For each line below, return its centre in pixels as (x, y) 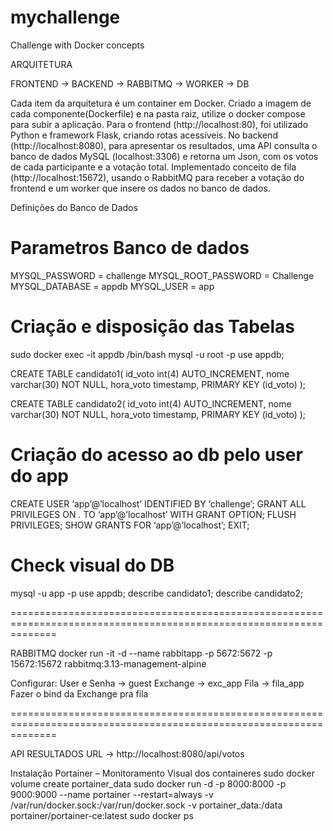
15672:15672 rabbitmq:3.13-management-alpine (108, 663)
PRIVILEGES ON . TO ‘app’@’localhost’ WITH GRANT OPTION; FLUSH (153, 514)
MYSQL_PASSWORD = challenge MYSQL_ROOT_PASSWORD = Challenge (162, 275)
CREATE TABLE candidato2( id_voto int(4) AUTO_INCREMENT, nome (151, 403)
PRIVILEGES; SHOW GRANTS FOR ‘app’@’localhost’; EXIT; (130, 525)
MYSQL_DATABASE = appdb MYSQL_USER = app (112, 286)
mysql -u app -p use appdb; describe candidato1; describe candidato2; (157, 593)
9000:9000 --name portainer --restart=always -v (112, 794)
